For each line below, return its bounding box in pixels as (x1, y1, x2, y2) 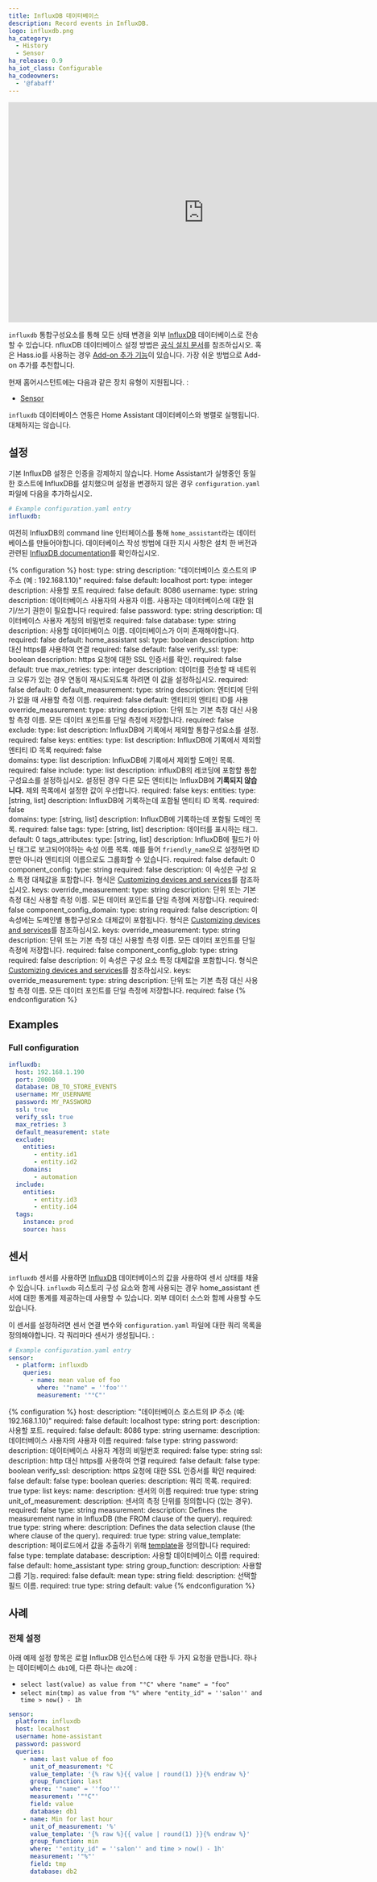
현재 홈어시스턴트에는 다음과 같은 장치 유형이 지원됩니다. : (8, 377, 189, 387)
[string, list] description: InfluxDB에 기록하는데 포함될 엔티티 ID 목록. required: (8, 796, 259, 806)
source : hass (23, 1226, 67, 1234)
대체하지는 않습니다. (8, 420, 71, 430)
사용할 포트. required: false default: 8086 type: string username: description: (8, 1425, 260, 1435)
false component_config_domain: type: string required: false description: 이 (8, 905, 258, 915)
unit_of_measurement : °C (29, 1763, 114, 1771)
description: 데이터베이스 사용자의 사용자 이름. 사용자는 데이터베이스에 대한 (8, 596, 246, 606)
